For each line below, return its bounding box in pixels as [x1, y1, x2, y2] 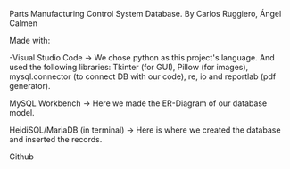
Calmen [9, 18, 38, 28]
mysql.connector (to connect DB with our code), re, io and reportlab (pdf [9, 71, 277, 82]
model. [9, 108, 35, 117]
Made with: [9, 36, 51, 45]
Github [9, 151, 34, 162]
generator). [9, 81, 51, 91]
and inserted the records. [9, 134, 103, 144]
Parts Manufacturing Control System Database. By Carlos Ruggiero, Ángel [9, 9, 282, 19]
